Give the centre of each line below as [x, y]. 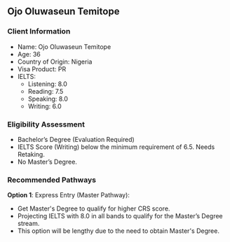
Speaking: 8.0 [48, 99]
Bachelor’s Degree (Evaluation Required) [76, 139]
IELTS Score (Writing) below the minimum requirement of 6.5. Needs [116, 147]
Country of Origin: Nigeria [55, 62]
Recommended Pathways [52, 180]
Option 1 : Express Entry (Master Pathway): [68, 195]
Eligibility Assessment [46, 124]
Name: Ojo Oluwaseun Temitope [64, 47]
